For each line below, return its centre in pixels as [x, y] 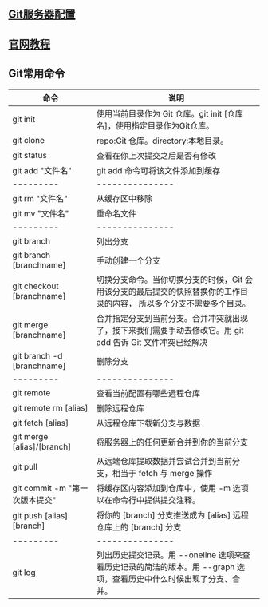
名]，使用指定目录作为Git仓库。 [155, 125]
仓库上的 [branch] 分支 [139, 527]
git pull [25, 466]
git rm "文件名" [40, 198]
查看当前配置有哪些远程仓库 [148, 393]
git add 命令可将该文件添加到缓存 [158, 170]
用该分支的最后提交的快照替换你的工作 [168, 292]
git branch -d [37, 355]
